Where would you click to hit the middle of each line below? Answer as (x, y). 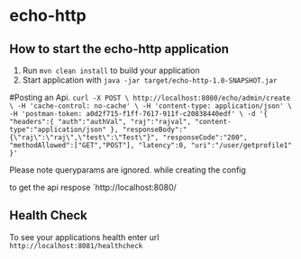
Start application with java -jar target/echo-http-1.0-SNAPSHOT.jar (150, 80)
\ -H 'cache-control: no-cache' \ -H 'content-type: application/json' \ (151, 106)
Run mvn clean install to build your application (111, 70)
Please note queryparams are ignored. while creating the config (128, 170)
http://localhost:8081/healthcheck (76, 246)
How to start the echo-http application (119, 49)
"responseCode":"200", (205, 138)
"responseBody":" (155, 129)
